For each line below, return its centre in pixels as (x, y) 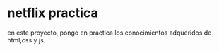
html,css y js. (26, 40)
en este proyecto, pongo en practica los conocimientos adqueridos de (109, 33)
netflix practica (53, 13)
